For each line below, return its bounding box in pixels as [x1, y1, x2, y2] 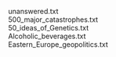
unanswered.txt [8, 7, 59, 16]
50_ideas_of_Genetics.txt [8, 23, 89, 32]
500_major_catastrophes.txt [8, 15, 99, 24]
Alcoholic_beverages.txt [8, 31, 86, 41]
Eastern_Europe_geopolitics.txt [8, 40, 108, 49]
